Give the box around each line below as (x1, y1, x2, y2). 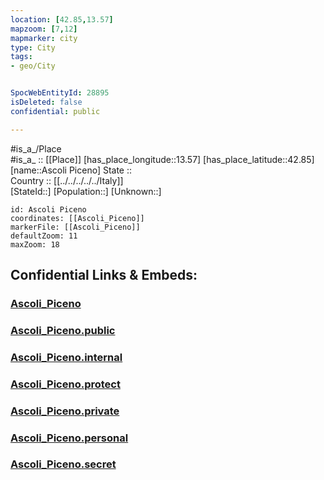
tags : (10, 52, 33, 62)
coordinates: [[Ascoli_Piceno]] (10, 213, 145, 223)
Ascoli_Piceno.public (10, 323, 116, 337)
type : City (10, 42, 56, 53)
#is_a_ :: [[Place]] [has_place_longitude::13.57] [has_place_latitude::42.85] (10, 153, 315, 165)
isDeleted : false (10, 97, 83, 107)
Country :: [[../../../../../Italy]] (10, 174, 124, 186)
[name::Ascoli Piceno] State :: (10, 164, 133, 176)
